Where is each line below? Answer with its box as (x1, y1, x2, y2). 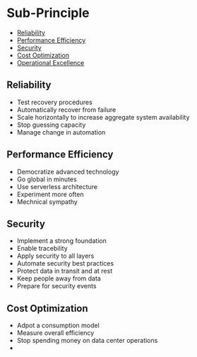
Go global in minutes (16, 175, 77, 183)
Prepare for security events (16, 282, 97, 290)
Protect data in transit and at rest (16, 267, 113, 276)
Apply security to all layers (16, 251, 95, 260)
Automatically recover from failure (16, 105, 117, 114)
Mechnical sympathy (16, 197, 78, 206)
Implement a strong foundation (16, 237, 107, 245)
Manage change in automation (16, 127, 106, 136)
